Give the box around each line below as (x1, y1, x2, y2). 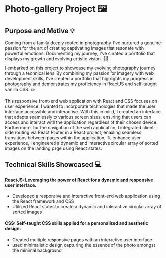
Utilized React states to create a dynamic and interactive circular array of (12, 203, 162, 209)
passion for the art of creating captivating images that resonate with (5, 45, 144, 51)
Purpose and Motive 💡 (5, 26, 75, 35)
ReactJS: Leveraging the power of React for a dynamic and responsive (5, 177, 154, 183)
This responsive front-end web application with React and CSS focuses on (5, 98, 158, 104)
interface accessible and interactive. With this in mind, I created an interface (5, 109, 161, 114)
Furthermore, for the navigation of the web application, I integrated (5, 125, 142, 130)
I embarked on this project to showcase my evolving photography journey (5, 65, 156, 71)
